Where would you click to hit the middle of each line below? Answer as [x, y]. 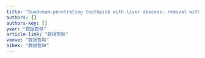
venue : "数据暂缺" [28, 40]
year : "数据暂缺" [27, 29]
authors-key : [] [27, 23]
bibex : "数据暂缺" [28, 46]
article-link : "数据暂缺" [38, 34]
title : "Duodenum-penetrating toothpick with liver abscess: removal [97, 12]
